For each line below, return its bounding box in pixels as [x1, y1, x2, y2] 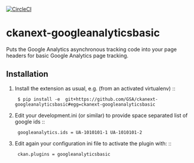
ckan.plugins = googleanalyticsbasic [17, 151, 111, 157]
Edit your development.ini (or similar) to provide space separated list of [14, 112, 188, 119]
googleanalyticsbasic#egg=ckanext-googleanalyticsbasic [14, 101, 156, 107]
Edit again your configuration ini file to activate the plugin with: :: [14, 139, 172, 147]
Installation [6, 69, 48, 79]
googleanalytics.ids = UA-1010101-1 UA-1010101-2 [17, 129, 143, 135]
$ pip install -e [17, 96, 60, 102]
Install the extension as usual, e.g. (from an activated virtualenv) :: [14, 84, 176, 92]
